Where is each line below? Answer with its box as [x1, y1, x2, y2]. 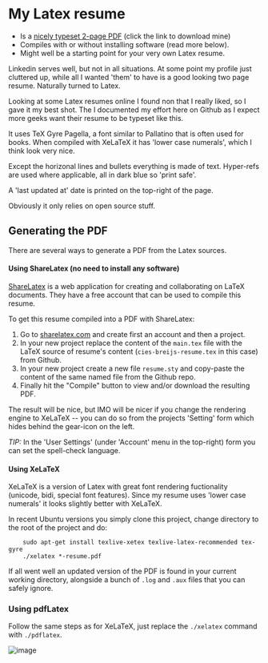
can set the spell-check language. [8, 445, 121, 455]
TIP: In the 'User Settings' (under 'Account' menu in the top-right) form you [8, 437, 256, 447]
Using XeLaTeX [8, 464, 60, 473]
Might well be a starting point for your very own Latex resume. [19, 48, 226, 58]
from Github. [19, 355, 62, 364]
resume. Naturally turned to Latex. [8, 81, 122, 90]
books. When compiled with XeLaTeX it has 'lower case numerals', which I [8, 137, 252, 147]
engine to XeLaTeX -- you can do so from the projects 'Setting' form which [8, 413, 254, 423]
